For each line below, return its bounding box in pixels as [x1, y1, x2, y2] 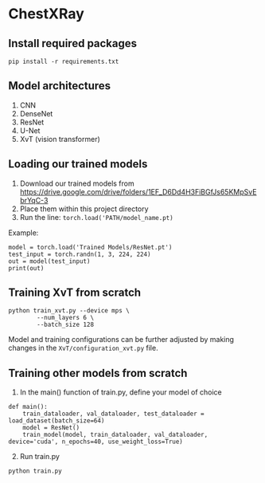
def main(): [8, 403, 48, 411]
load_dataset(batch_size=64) [8, 417, 105, 425]
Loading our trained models [8, 157, 148, 171]
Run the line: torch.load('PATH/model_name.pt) [19, 212, 173, 222]
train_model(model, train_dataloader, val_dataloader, [22, 431, 208, 439]
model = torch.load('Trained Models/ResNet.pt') [8, 243, 173, 251]
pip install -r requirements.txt [8, 57, 119, 65]
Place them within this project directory [19, 204, 149, 214]
